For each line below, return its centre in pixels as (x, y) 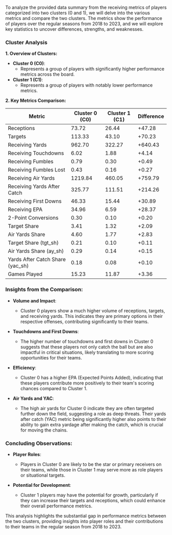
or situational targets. (43, 475)
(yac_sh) (18, 266)
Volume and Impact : (35, 301)
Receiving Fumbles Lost (37, 170)
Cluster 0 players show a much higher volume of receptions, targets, (93, 311)
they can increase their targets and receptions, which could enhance (93, 500)
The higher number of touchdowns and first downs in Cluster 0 (87, 341)
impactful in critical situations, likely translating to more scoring (87, 352)
